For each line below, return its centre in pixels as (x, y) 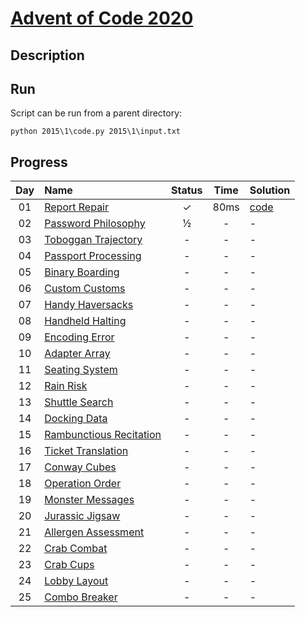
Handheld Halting (85, 321)
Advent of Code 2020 (102, 18)
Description (47, 55)
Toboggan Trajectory (93, 240)
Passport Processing (93, 256)
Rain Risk (66, 386)
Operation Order (83, 484)
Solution (270, 190)
